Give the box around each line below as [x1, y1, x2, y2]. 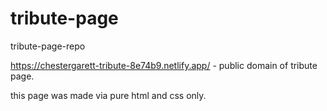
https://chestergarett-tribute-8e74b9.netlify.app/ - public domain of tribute [10, 59, 318, 71]
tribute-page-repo [10, 40, 86, 52]
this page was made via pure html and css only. [10, 89, 207, 101]
